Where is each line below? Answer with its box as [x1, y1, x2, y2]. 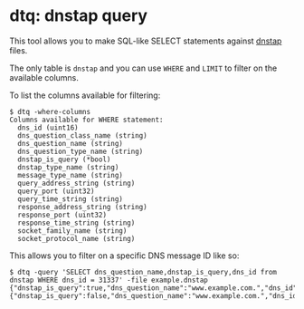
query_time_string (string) [17, 194, 124, 204]
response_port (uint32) [17, 210, 107, 219]
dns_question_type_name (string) [17, 147, 144, 156]
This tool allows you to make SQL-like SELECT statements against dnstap [9, 35, 282, 46]
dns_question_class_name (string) [17, 130, 147, 140]
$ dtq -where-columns [9, 107, 91, 116]
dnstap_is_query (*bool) [17, 155, 111, 164]
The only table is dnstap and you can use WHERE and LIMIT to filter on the [9, 63, 278, 73]
